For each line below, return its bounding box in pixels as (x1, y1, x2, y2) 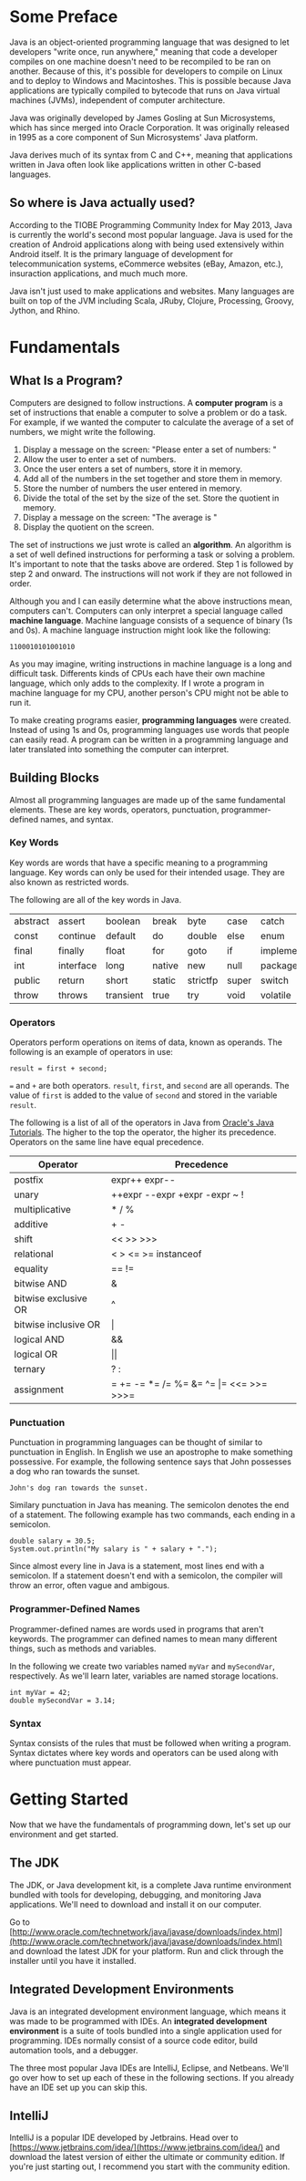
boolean (105, 915, 141, 927)
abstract (14, 915, 50, 927)
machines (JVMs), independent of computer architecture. (9, 94, 226, 106)
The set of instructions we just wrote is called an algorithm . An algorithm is (9, 539, 291, 550)
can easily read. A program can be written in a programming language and (9, 734, 289, 745)
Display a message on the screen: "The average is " (22, 512, 218, 522)
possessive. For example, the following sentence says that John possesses (9, 1456, 291, 1467)
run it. (9, 697, 32, 708)
